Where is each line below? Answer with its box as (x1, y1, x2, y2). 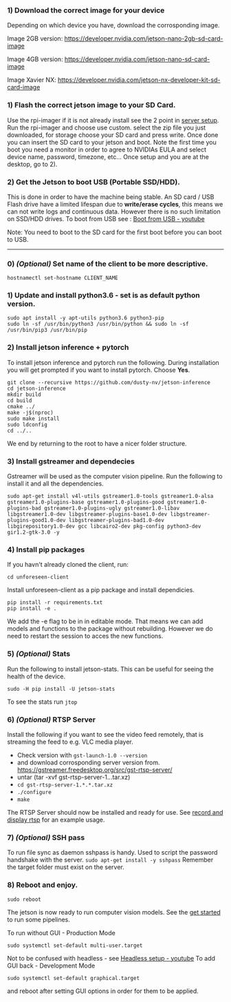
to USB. (7, 235, 29, 243)
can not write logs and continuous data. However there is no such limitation (7, 207, 221, 216)
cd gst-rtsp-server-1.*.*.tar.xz (16, 781, 113, 789)
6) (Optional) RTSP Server (7, 715, 96, 724)
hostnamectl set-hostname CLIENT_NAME (7, 275, 118, 282)
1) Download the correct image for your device (7, 6, 165, 15)
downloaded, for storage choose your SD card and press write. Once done (7, 130, 219, 139)
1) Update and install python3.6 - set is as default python (7, 291, 201, 300)
